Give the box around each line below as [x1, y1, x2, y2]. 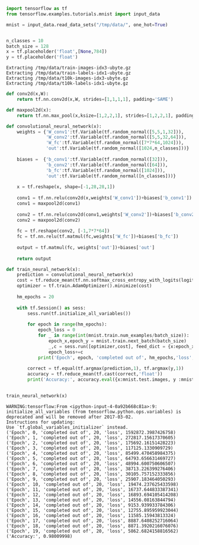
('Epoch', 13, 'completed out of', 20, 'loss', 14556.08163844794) [6, 497, 176, 503]
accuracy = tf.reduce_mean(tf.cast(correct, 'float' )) [27, 371, 163, 377]
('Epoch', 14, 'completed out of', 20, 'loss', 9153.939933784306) [6, 502, 176, 508]
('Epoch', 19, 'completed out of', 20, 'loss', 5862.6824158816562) [6, 528, 179, 534]
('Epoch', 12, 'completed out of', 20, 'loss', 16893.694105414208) [6, 492, 179, 498]
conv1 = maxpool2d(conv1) [17, 200, 81, 206]
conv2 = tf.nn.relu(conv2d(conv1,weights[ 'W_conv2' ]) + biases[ [17, 211, 174, 218]
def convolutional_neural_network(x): [6, 123, 102, 129]
